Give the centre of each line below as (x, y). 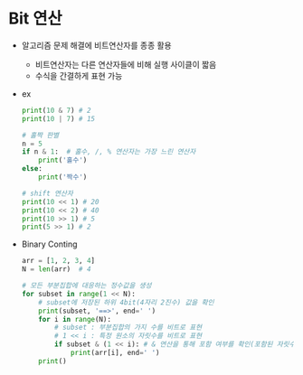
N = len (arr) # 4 (56, 269)
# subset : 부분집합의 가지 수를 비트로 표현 (128, 328)
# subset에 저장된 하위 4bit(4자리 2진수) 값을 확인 (126, 302)
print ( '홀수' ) (63, 160)
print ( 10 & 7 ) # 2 (56, 110)
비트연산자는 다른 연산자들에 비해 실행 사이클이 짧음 (126, 64)
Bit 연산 (35, 19)
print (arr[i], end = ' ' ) (115, 353)
